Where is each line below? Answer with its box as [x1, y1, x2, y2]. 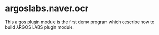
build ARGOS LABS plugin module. [5, 24, 74, 30]
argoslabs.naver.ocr [5, 3, 89, 14]
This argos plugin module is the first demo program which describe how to [5, 19, 155, 25]
